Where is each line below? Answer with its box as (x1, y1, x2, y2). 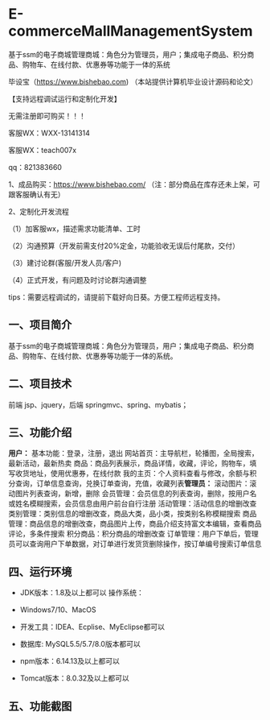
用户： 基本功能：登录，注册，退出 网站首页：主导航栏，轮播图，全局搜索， (8, 449, 259, 458)
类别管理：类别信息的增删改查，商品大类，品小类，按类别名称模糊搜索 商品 (8, 509, 257, 519)
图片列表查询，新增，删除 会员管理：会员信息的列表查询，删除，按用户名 (14, 489, 257, 499)
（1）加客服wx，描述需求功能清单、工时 (8, 223, 141, 234)
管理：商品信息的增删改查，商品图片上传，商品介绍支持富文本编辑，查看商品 (8, 519, 262, 528)
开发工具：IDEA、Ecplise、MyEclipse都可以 (19, 622, 166, 632)
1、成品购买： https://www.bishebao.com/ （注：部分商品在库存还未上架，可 (8, 179, 261, 189)
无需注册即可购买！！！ (8, 110, 86, 121)
